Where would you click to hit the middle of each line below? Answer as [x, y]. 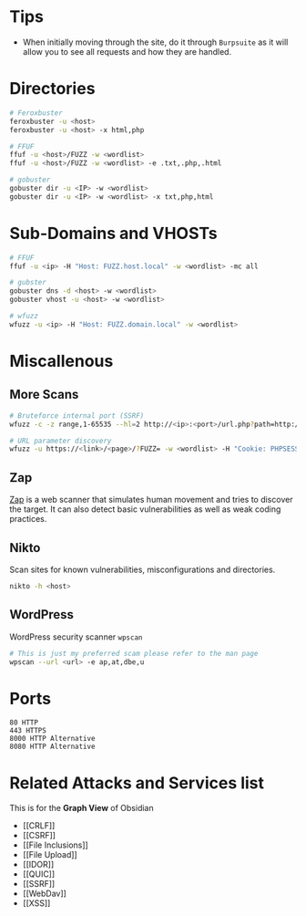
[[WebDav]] [44, 894]
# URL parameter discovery [61, 441]
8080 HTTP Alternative [52, 747]
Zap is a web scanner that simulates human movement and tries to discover [151, 500]
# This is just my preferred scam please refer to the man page [134, 653]
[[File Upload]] [50, 855]
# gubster [28, 283]
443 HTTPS [28, 731]
